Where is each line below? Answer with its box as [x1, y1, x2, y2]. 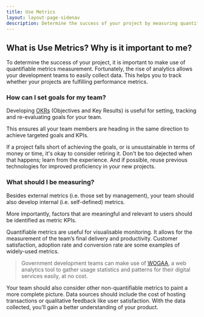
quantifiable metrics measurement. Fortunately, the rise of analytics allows [6, 65, 193, 73]
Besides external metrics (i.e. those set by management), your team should [6, 192, 194, 199]
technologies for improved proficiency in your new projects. [6, 163, 156, 170]
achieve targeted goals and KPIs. [6, 132, 89, 139]
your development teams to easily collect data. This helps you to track [6, 72, 182, 79]
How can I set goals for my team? [6, 94, 106, 102]
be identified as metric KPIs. [6, 216, 77, 223]
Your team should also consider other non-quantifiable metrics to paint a [6, 284, 188, 291]
